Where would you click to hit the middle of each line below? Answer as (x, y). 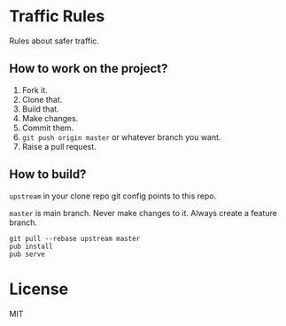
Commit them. (48, 128)
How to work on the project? (89, 69)
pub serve (27, 254)
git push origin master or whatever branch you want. (121, 137)
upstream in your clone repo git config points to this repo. (113, 196)
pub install (31, 246)
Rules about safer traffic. (54, 41)
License (39, 289)
